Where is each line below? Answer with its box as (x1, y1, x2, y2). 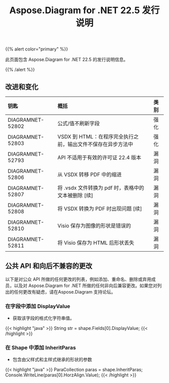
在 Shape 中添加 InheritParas (5, 344, 76, 351)
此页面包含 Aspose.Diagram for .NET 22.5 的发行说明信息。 (5, 57, 128, 63)
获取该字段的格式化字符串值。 (12, 315, 74, 321)
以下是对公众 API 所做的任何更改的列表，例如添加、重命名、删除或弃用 (5, 276, 152, 282)
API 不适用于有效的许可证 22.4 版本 (57, 154, 142, 161)
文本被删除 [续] (57, 192, 94, 199)
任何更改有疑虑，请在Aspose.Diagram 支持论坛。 (14, 289, 116, 295)
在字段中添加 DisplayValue (5, 303, 70, 310)
